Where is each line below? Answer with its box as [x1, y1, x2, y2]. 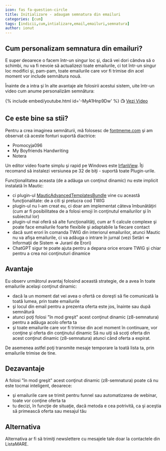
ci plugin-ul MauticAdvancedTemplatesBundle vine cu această [12, 192, 140, 198]
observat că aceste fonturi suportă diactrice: [5, 133, 97, 139]
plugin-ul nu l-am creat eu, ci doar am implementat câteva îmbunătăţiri [12, 203, 157, 209]
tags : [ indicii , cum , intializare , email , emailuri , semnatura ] [5, 21, 130, 26]
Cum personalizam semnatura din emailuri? [5, 44, 143, 53]
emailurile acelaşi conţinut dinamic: [5, 283, 77, 289]
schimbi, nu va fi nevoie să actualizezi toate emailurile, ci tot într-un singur [5, 63, 157, 69]
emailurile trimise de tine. [5, 350, 57, 356]
